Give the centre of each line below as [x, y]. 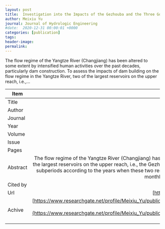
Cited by [17, 185]
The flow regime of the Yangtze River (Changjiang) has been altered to [77, 60]
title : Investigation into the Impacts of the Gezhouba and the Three [80, 14]
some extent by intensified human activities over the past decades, [73, 66]
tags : [11, 38]
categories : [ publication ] [33, 33]
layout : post [18, 10]
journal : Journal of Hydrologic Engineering [51, 23]
